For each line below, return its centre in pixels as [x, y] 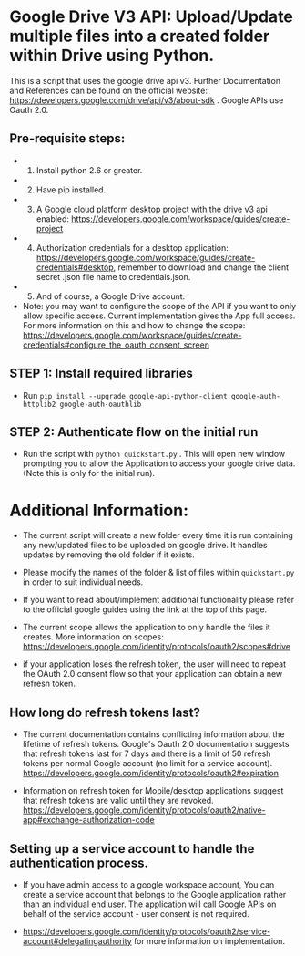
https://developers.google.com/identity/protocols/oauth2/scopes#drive [157, 647]
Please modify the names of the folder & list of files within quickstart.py [158, 573]
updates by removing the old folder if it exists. [109, 555]
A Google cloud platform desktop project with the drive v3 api [152, 209]
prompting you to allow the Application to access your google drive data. [159, 463]
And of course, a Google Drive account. [111, 296]
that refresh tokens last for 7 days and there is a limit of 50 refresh [147, 753]
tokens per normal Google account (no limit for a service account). [147, 764]
